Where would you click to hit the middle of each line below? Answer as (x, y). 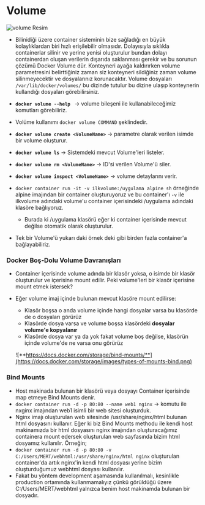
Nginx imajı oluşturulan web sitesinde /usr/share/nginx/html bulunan (101, 417)
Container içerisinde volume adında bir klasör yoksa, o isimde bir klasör (105, 274)
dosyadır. (27, 495)
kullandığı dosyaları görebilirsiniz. (57, 91)
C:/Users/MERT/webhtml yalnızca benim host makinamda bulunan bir (103, 488)
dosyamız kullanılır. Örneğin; (51, 443)
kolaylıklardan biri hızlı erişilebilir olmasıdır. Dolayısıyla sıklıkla (92, 46)
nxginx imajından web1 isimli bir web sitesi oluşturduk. (83, 410)
